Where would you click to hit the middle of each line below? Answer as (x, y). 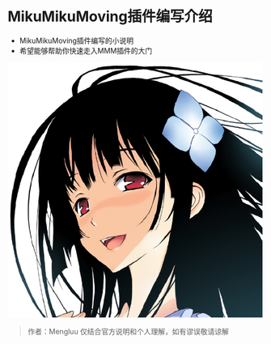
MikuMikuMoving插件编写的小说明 (76, 40)
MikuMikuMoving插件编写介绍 (110, 17)
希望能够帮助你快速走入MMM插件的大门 (86, 50)
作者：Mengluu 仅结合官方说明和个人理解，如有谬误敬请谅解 (128, 331)
